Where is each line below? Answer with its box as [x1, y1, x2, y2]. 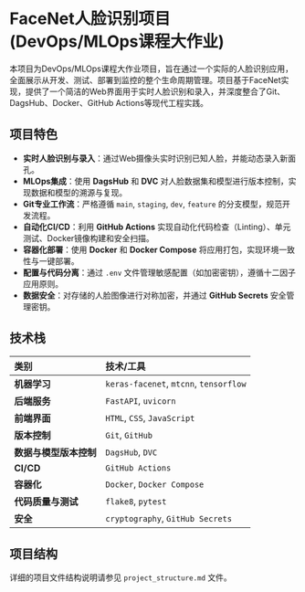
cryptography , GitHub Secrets [105, 512, 233, 524]
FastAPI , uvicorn [105, 394, 176, 407]
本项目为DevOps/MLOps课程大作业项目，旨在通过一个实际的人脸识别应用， [9, 63, 294, 74]
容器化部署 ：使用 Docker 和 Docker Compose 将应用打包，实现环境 [22, 244, 279, 255]
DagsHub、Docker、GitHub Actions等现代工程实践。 [9, 97, 208, 108]
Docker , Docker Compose [105, 477, 205, 490]
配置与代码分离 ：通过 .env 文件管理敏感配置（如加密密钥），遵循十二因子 [22, 267, 297, 278]
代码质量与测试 [14, 495, 79, 508]
